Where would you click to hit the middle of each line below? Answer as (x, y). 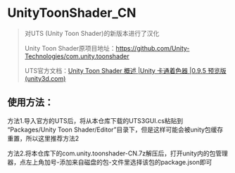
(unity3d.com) (45, 78)
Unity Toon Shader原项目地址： (70, 48)
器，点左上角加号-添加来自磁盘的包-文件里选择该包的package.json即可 (110, 162)
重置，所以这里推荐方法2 (43, 138)
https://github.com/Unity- (153, 48)
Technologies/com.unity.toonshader (77, 56)
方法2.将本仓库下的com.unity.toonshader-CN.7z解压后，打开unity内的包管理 (118, 153)
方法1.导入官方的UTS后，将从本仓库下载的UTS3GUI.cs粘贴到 (95, 120)
